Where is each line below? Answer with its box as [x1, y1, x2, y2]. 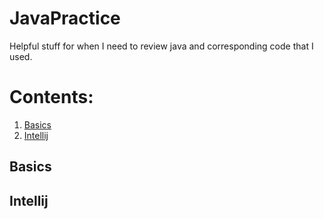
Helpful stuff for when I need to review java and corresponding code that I [9, 40, 314, 52]
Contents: [9, 86, 94, 109]
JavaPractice [9, 7, 121, 30]
